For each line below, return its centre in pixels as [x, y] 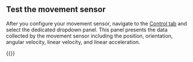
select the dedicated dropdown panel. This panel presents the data [87, 30]
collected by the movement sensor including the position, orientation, [89, 36]
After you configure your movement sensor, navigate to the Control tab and [96, 23]
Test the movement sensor [56, 10]
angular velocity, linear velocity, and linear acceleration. [73, 42]
